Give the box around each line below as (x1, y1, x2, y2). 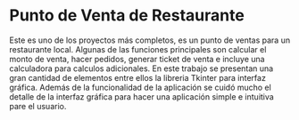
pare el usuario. (9, 100, 67, 111)
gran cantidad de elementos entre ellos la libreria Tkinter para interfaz (9, 72, 266, 83)
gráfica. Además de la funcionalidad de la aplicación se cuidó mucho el (9, 82, 272, 92)
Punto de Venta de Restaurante (9, 5, 245, 26)
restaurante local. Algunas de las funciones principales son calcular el (9, 44, 267, 54)
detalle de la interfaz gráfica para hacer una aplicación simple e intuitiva (9, 91, 274, 102)
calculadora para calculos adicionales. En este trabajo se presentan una (9, 63, 274, 74)
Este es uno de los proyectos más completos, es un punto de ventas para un (9, 35, 291, 45)
